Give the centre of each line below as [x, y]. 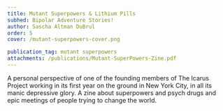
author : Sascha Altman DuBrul [51, 26]
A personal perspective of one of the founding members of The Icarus [108, 78]
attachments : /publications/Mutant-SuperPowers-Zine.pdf [92, 59]
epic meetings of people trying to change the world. [82, 100]
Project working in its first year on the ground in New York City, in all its [109, 85]
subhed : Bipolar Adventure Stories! [60, 20]
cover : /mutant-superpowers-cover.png [64, 40]
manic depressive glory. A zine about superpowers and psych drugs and [112, 93]
